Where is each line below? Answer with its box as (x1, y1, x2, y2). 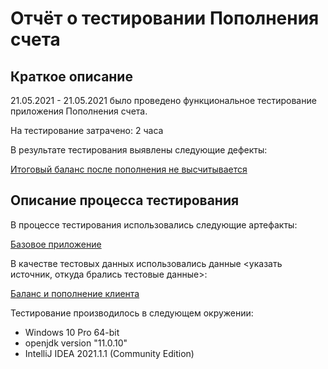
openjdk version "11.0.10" (24, 337, 128, 349)
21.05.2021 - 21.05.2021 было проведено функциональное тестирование (10, 95, 317, 106)
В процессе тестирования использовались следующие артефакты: (10, 218, 298, 231)
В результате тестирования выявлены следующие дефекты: (10, 144, 268, 156)
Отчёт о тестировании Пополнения (10, 7, 320, 30)
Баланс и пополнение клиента (10, 287, 140, 299)
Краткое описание (10, 68, 133, 85)
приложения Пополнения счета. (10, 105, 148, 117)
